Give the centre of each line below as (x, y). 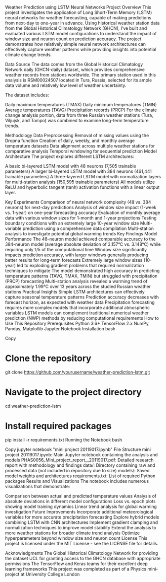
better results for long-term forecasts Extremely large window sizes (74, 260)
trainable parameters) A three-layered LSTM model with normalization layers (83, 177)
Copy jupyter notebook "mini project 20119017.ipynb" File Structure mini (78, 449)
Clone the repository (48, 358)
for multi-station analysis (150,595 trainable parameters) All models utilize (80, 182)
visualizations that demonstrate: (38, 486)
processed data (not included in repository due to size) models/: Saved (77, 470)
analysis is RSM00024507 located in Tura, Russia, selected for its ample (79, 80)
